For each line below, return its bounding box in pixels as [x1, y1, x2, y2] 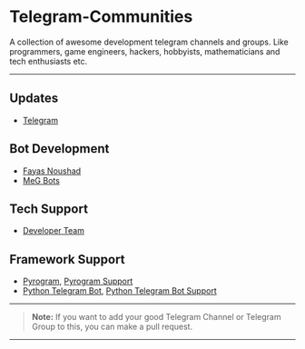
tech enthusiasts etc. [9, 55, 88, 66]
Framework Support [9, 252, 125, 267]
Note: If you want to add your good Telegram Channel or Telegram [31, 312, 281, 323]
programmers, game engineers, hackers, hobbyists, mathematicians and [9, 45, 280, 56]
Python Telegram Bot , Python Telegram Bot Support [22, 285, 217, 296]
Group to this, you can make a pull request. [31, 321, 193, 333]
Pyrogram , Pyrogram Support [22, 275, 133, 287]
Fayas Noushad [22, 165, 82, 176]
